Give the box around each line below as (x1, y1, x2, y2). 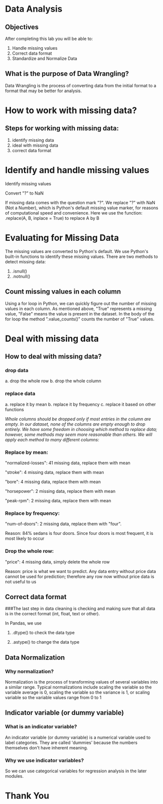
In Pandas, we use (5, 620, 42, 626)
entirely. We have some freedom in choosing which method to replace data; (5, 426, 157, 432)
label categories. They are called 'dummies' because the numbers (5, 740, 138, 745)
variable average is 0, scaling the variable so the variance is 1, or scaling (5, 689, 150, 695)
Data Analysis (5, 3, 63, 15)
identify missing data (12, 137, 54, 143)
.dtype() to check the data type (12, 630, 75, 636)
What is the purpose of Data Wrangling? (5, 70, 129, 78)
